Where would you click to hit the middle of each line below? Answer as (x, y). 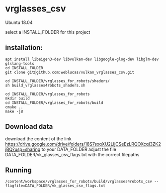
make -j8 (14, 111)
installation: (24, 48)
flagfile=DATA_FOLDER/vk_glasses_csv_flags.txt (55, 186)
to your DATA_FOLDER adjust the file (79, 149)
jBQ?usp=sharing (23, 149)
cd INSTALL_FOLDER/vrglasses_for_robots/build (54, 102)
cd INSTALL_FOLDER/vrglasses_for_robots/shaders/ (58, 81)
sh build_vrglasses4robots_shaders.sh (45, 85)
